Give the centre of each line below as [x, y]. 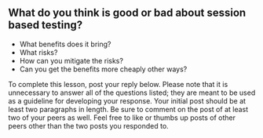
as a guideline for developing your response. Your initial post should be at [127, 100]
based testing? [46, 25]
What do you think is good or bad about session [127, 13]
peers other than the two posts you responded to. [88, 125]
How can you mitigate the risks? [71, 60]
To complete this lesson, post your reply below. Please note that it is [118, 84]
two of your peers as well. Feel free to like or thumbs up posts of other [122, 118]
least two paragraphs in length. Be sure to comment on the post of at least [128, 109]
